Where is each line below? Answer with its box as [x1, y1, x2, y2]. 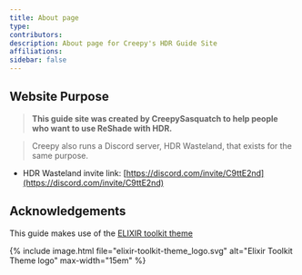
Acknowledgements [9, 203, 126, 219]
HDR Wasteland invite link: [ [22, 167, 127, 178]
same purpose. [31, 150, 89, 161]
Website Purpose [9, 89, 109, 104]
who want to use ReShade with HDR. [31, 123, 173, 133]
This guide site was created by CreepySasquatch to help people [31, 113, 279, 123]
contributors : [9, 30, 64, 39]
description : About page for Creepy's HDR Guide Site [9, 38, 218, 48]
